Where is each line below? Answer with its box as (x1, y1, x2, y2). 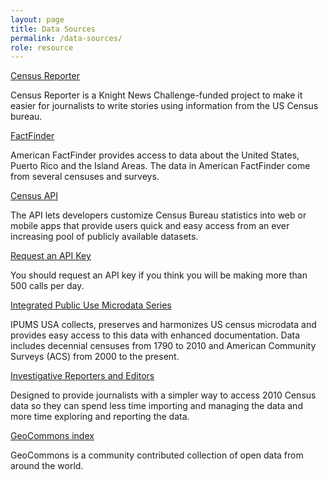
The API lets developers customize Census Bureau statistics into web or (10, 209, 307, 221)
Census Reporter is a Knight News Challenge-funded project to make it (10, 89, 303, 101)
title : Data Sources (10, 24, 97, 34)
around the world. (10, 460, 84, 472)
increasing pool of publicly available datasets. (10, 231, 199, 243)
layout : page (10, 14, 65, 25)
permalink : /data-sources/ (10, 33, 123, 43)
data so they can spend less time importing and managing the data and (10, 400, 303, 412)
